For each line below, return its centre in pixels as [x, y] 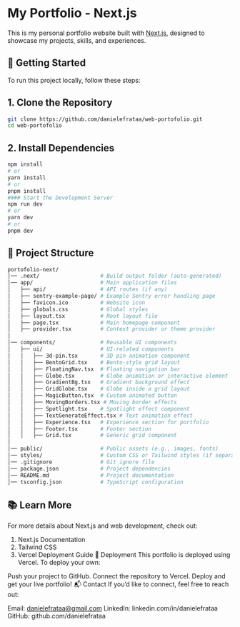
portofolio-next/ [33, 269]
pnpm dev [20, 231]
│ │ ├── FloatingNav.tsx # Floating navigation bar [94, 369]
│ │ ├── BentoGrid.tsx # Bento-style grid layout [94, 362]
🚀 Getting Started [47, 63]
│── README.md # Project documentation [91, 475]
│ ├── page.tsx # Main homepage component [94, 323]
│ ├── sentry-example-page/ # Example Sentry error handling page [111, 296]
